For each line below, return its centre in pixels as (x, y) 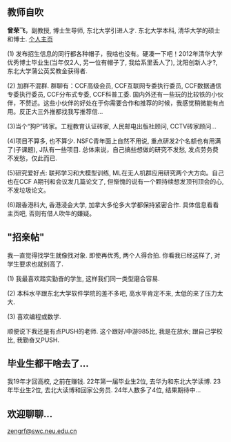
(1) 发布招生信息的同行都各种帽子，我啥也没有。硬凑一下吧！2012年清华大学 (115, 53)
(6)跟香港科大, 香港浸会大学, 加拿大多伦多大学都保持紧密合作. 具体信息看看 (113, 204)
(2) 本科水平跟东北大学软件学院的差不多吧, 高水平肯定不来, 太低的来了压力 (112, 293)
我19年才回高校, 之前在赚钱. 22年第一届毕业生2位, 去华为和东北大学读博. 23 (114, 381)
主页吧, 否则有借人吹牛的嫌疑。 (51, 213)
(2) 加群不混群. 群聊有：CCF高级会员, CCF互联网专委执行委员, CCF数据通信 (114, 86)
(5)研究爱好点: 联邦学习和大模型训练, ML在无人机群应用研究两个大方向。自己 (116, 173)
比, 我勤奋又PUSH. (33, 340)
